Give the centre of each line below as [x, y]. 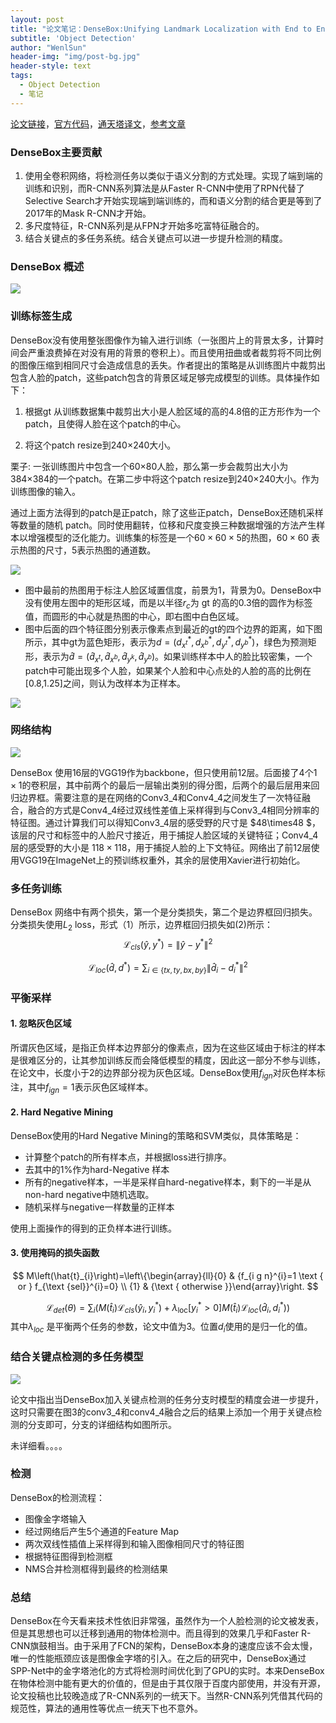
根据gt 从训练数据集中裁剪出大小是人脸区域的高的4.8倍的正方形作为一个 [172, 411]
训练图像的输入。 [45, 491]
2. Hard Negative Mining [62, 1112]
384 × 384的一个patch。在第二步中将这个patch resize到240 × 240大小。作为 [165, 478]
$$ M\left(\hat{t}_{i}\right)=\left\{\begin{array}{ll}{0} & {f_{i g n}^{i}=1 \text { [168, 1275]
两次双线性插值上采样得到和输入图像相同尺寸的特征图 [134, 1543]
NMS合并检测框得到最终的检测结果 [96, 1568]
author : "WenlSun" [48, 47]
